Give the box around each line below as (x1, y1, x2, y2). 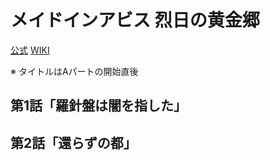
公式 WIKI (10, 44, 50, 56)
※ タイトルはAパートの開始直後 (10, 65, 139, 77)
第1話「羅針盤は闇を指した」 (10, 97, 188, 115)
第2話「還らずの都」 (10, 134, 137, 151)
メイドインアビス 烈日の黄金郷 (10, 9, 260, 32)
